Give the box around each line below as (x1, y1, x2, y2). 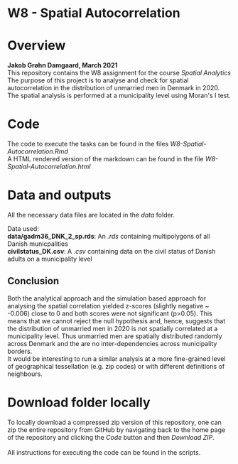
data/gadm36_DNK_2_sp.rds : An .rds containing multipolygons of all (7, 232, 211, 240)
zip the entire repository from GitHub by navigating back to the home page (7, 425, 226, 434)
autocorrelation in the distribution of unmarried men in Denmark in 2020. (7, 84, 220, 92)
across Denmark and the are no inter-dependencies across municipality (7, 339, 217, 347)
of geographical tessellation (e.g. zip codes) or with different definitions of (7, 362, 225, 370)
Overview (7, 38, 66, 54)
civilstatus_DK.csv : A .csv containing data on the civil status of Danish (7, 247, 216, 255)
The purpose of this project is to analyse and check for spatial (7, 76, 189, 85)
